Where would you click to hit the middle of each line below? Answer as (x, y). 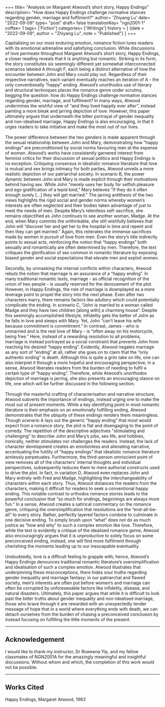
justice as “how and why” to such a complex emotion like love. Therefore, (79, 525)
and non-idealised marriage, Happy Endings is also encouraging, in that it (79, 121)
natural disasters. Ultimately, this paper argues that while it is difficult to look (82, 593)
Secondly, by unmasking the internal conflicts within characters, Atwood (78, 268)
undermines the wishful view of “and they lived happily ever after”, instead (80, 106)
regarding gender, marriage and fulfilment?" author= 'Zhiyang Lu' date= (78, 18)
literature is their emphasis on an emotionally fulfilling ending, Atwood (76, 410)
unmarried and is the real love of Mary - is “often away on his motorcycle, (79, 331)
